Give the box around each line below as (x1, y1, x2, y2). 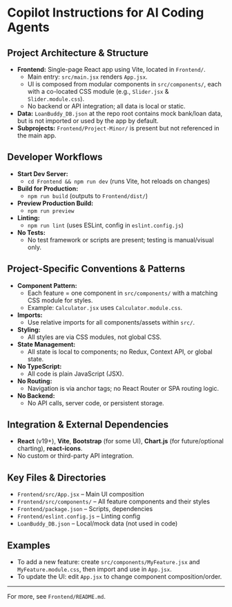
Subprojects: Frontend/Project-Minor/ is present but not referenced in (17, 124, 220, 132)
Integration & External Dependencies (7, 419, 169, 431)
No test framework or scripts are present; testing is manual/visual (27, 235, 214, 244)
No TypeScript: (17, 362, 62, 370)
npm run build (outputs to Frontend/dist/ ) (27, 191, 148, 200)
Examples (7, 539, 50, 551)
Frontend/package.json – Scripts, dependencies (17, 505, 153, 513)
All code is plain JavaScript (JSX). (27, 369, 124, 378)
